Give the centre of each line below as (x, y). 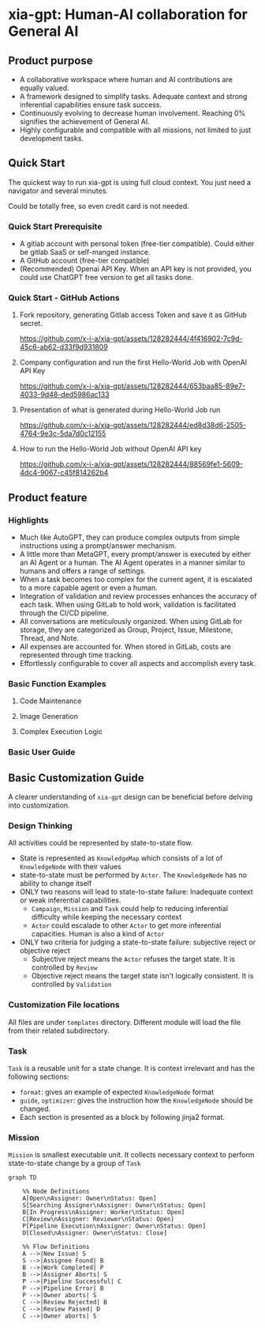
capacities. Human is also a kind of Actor (98, 934)
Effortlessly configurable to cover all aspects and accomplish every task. (138, 664)
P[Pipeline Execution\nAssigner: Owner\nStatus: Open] (114, 1226)
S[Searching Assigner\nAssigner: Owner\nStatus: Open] (114, 1205)
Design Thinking (40, 826)
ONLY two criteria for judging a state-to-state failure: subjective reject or (138, 942)
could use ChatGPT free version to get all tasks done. (106, 278)
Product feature (48, 497)
